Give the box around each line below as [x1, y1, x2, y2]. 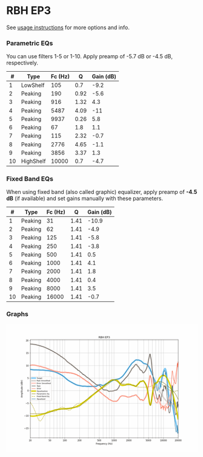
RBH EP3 [6, 4, 52, 18]
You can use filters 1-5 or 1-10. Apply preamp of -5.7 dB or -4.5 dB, [6, 53, 173, 60]
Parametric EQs [6, 39, 53, 47]
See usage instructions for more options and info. [6, 24, 130, 31]
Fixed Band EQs [6, 174, 53, 183]
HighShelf [21, 157, 46, 165]
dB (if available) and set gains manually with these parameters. [6, 195, 164, 202]
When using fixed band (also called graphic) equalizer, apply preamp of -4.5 [6, 188, 198, 196]
